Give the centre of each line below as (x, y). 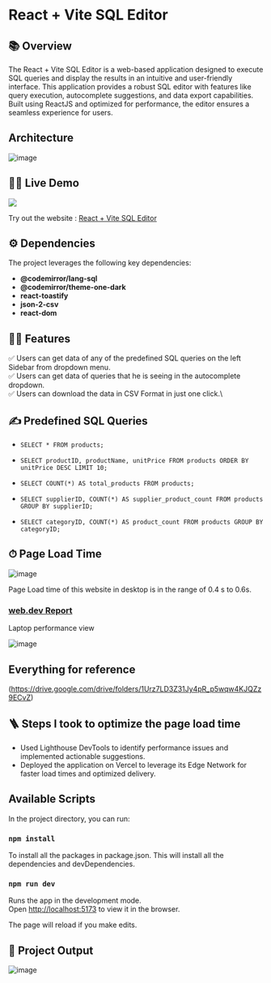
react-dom (38, 313)
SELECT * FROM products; (62, 445)
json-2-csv (39, 304)
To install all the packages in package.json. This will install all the (116, 855)
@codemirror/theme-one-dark (73, 287)
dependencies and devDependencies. (72, 864)
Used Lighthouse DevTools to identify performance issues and (124, 748)
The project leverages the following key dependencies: (100, 263)
